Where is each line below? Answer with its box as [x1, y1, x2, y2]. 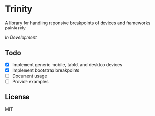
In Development [5, 34, 37, 40]
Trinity [5, 3, 33, 15]
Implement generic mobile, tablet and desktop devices [12, 61, 123, 67]
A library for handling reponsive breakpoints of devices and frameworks [5, 20, 151, 26]
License [5, 93, 30, 101]
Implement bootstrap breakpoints [12, 67, 80, 73]
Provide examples [12, 78, 49, 84]
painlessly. [5, 25, 27, 30]
